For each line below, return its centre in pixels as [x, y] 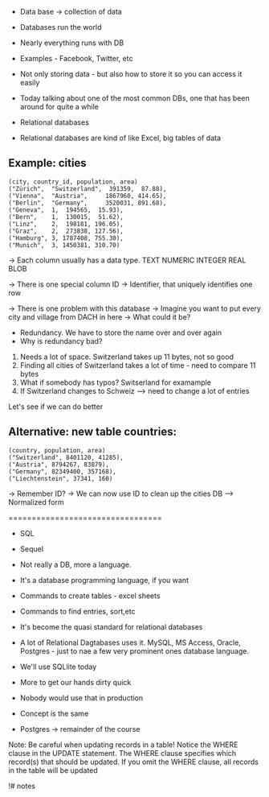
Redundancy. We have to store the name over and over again [121, 332]
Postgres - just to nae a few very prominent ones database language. [134, 650]
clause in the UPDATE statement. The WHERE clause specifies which [122, 753]
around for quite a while [59, 107]
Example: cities [47, 163]
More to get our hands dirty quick [75, 682]
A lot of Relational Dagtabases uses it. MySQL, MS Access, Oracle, [130, 642]
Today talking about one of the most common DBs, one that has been [135, 98]
